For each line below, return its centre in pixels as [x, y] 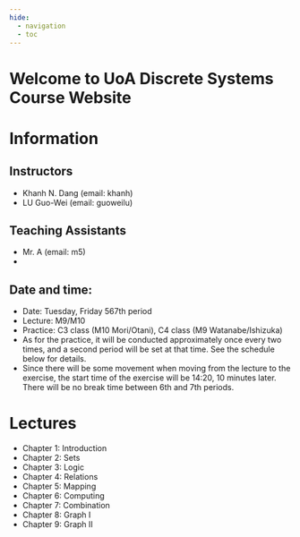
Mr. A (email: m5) [54, 252]
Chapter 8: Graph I [56, 515]
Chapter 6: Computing [63, 496]
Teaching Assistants [68, 230]
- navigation [42, 26]
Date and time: [51, 290]
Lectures [43, 424]
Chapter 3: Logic [53, 467]
